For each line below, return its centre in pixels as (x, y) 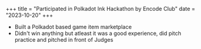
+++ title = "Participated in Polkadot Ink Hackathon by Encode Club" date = (100, 9)
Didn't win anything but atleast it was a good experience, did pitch (98, 33)
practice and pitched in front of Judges (64, 40)
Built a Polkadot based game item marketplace (73, 27)
